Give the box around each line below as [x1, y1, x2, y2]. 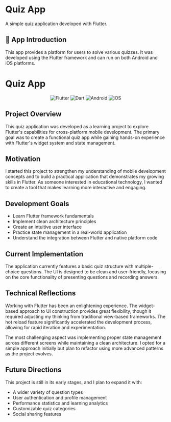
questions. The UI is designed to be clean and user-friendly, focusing [20, 268, 166, 275]
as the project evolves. [5, 350, 53, 357]
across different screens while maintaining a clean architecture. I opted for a [5, 339, 166, 346]
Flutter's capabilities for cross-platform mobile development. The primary [5, 129, 160, 135]
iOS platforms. [5, 60, 36, 66]
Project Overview [5, 110, 62, 118]
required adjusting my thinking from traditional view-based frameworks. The [5, 313, 166, 319]
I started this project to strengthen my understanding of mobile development [5, 168, 166, 174]
